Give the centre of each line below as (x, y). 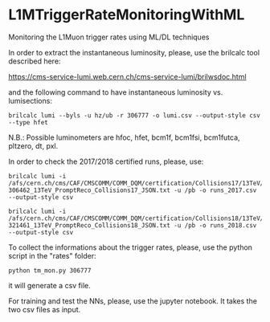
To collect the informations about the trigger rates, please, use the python (131, 247)
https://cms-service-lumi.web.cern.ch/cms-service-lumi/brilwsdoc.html (127, 76)
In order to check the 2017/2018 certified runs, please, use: (106, 161)
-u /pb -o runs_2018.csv (215, 225)
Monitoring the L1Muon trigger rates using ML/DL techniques (109, 37)
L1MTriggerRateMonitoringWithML (127, 15)
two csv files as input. (45, 309)
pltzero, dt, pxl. (33, 145)
